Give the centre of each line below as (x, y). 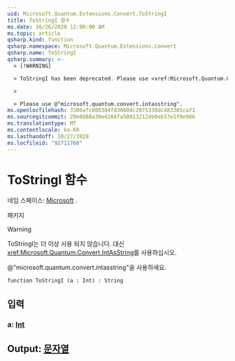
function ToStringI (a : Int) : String (65, 281)
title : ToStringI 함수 (39, 20)
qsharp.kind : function (40, 40)
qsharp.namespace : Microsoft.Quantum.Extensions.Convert (92, 46)
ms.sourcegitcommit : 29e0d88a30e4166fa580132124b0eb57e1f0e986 (101, 117)
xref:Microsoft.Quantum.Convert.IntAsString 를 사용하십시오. (92, 252)
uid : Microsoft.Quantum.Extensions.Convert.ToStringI (87, 14)
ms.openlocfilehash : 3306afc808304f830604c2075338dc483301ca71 (101, 110)
